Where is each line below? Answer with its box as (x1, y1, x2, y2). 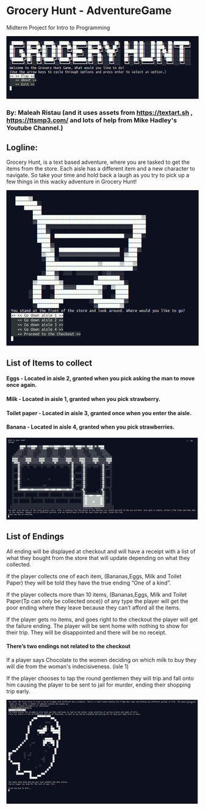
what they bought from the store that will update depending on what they (6, 554, 190, 561)
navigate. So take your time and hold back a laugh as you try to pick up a (6, 172, 190, 179)
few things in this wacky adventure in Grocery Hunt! (6, 178, 137, 185)
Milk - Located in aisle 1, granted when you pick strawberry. (6, 396, 160, 403)
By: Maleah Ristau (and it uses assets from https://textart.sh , (6, 108, 193, 117)
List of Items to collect (6, 358, 93, 368)
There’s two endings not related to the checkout (6, 642, 131, 650)
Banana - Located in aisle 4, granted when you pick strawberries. (6, 423, 175, 431)
